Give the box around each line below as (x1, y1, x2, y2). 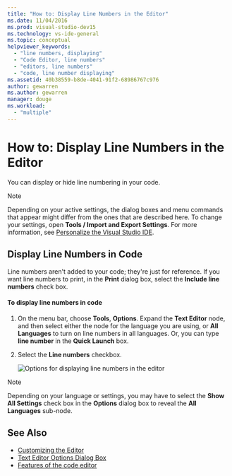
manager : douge (7, 96, 52, 103)
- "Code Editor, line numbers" (13, 57, 106, 64)
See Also (7, 427, 47, 439)
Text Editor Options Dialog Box (17, 453, 107, 462)
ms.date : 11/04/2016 (7, 17, 68, 24)
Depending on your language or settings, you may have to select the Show (7, 391, 225, 400)
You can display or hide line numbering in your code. (7, 178, 161, 186)
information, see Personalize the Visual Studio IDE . (7, 228, 154, 236)
